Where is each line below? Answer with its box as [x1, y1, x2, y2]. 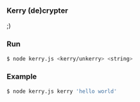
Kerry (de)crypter [6, 6, 68, 15]
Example [6, 72, 37, 82]
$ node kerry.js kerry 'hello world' [6, 87, 117, 95]
